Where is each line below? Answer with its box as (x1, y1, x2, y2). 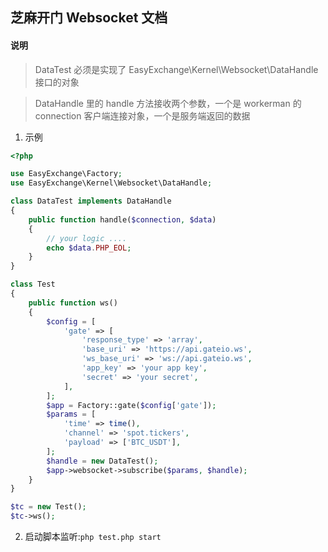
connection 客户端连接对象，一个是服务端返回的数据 (34, 109, 251, 122)
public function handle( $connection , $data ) (28, 214, 217, 225)
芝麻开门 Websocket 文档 (10, 9, 168, 27)
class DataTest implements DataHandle (10, 196, 172, 207)
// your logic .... (46, 233, 128, 243)
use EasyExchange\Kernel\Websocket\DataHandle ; (10, 178, 213, 188)
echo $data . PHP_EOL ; (46, 243, 132, 253)
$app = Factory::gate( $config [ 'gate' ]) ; (46, 400, 217, 410)
